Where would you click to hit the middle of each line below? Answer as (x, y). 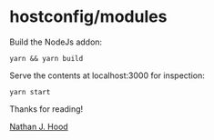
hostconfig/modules (88, 17)
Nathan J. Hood (39, 126)
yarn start (30, 92)
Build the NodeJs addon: (56, 42)
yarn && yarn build (46, 58)
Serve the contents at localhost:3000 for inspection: (107, 75)
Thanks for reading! (46, 109)
